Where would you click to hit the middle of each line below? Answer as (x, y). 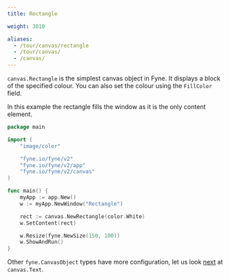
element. (20, 114)
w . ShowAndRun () (42, 242)
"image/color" (40, 146)
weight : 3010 (26, 26)
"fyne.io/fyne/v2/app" (53, 165)
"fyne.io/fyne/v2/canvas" (58, 172)
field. (15, 93)
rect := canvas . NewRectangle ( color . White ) (82, 216)
